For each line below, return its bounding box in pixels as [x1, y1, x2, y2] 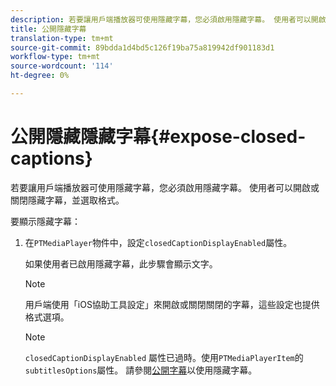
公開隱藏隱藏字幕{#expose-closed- [10, 126, 307, 148]
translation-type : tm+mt [10, 33, 114, 43]
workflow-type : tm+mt [10, 52, 101, 62]
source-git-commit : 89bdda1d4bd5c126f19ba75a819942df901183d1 [10, 42, 275, 53]
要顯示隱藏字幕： [10, 215, 81, 227]
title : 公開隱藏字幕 [10, 24, 87, 34]
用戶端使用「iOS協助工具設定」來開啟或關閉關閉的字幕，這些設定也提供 [24, 298, 320, 310]
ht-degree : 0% [10, 71, 70, 81]
